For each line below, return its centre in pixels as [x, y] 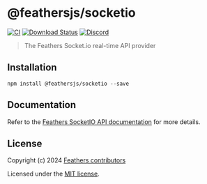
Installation [32, 68]
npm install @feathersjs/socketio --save [68, 84]
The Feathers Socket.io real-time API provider [90, 45]
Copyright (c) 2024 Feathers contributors [67, 160]
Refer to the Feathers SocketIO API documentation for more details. [104, 122]
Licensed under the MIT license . [53, 174]
